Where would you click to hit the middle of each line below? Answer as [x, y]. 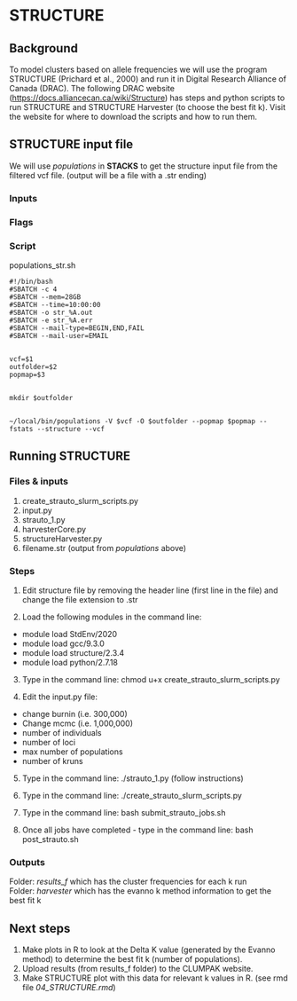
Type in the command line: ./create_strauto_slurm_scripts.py [132, 795]
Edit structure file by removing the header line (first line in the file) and [150, 590]
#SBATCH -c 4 [33, 289]
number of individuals [62, 732]
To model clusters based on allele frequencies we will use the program [138, 69]
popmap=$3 [27, 374]
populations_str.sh [43, 265]
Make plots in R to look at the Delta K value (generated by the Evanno [148, 950]
